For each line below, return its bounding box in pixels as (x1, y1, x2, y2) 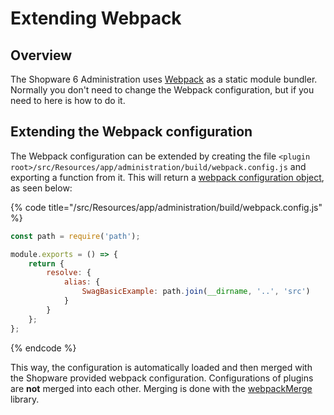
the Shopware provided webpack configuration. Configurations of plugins (10, 372, 314, 384)
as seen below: (10, 182, 73, 194)
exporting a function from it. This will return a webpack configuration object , (10, 171, 325, 183)
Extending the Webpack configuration (10, 123, 253, 141)
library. (10, 393, 40, 405)
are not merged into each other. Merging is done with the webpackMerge (10, 382, 313, 394)
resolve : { (46, 268, 92, 278)
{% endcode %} (10, 342, 77, 354)
